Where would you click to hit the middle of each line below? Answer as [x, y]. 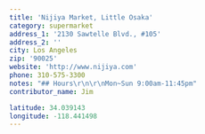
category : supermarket [51, 26]
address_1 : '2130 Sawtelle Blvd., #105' [86, 34]
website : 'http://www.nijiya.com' [74, 67]
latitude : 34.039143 [48, 107]
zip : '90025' [33, 59]
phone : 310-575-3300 [48, 75]
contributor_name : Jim [51, 91]
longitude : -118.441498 [53, 116]
